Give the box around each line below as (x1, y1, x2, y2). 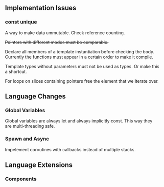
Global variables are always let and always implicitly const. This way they (5, 118, 153, 124)
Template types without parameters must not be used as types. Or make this (5, 63, 160, 69)
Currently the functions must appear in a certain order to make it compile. (5, 54, 153, 60)
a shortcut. (5, 69, 27, 74)
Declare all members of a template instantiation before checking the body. (5, 48, 155, 54)
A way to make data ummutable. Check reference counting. (5, 29, 125, 36)
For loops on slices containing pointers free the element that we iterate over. (5, 78, 159, 84)
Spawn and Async (5, 136, 49, 142)
